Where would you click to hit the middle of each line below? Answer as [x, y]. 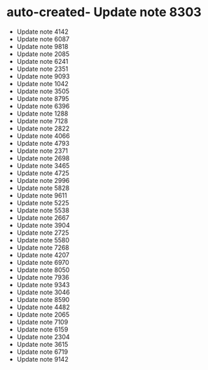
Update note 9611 [42, 195]
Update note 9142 [42, 359]
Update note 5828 [43, 188]
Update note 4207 [43, 255]
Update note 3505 [43, 91]
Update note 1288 [42, 114]
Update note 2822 [43, 128]
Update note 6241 [42, 61]
